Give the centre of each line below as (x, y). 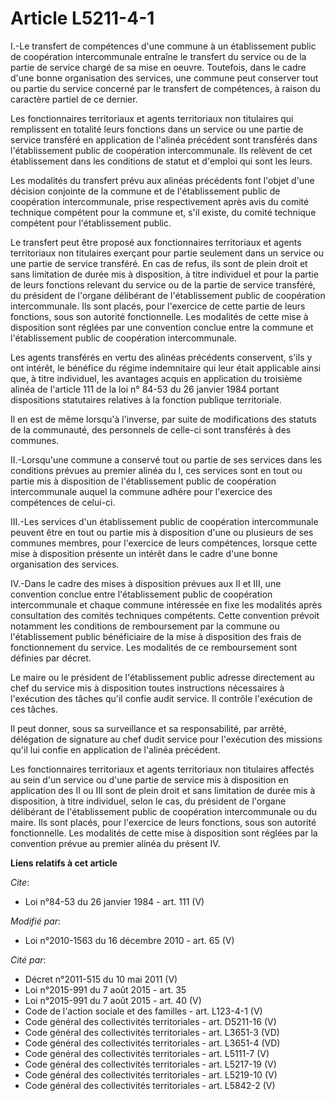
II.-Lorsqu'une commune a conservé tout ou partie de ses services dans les (166, 459)
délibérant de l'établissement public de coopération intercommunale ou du (164, 811)
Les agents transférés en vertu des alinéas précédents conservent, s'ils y (161, 357)
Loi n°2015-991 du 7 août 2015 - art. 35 (105, 989)
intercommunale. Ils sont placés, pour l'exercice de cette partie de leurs (158, 306)
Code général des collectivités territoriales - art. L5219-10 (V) (151, 1074)
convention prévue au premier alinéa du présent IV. (115, 843)
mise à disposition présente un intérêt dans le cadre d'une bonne (144, 553)
